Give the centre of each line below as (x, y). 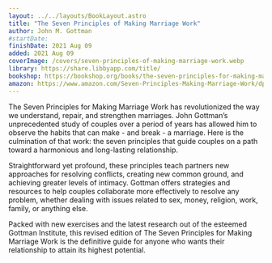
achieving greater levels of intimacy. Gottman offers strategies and (119, 182)
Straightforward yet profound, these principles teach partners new (119, 165)
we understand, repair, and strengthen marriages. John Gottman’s (118, 115)
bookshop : (25, 76)
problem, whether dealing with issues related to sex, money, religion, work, (134, 200)
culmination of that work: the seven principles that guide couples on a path (133, 141)
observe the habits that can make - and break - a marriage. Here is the (126, 132)
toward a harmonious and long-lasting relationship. (93, 150)
